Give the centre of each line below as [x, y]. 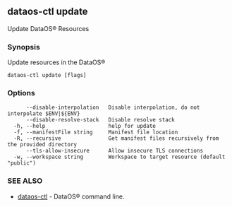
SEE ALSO [25, 181]
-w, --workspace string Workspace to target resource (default [120, 157]
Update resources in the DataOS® [56, 62]
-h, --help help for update [85, 126]
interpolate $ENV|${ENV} [44, 114]
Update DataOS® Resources [48, 28]
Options [21, 93]
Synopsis [24, 47]
